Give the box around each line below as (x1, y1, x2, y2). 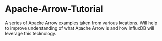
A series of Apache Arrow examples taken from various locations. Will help (5, 20, 157, 26)
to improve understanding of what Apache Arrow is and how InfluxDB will (5, 25, 154, 31)
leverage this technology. (5, 30, 57, 36)
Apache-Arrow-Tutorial (5, 3, 103, 15)
